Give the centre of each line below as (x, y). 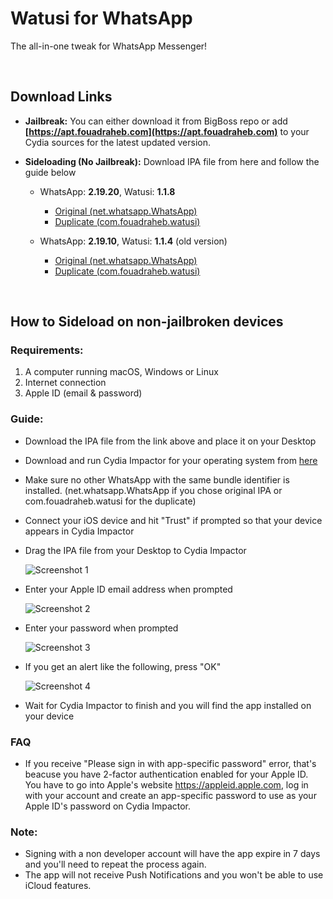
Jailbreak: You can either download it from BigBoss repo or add (156, 121)
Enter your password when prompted (101, 628)
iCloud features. (58, 886)
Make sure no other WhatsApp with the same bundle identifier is (157, 479)
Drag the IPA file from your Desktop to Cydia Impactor (135, 550)
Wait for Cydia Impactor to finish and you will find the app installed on (168, 705)
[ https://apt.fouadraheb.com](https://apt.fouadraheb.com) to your (167, 131)
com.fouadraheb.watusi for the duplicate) (110, 501)
